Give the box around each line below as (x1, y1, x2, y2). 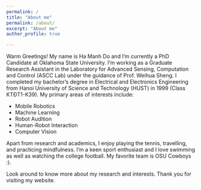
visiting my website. (6, 177, 56, 184)
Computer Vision (14, 128, 57, 135)
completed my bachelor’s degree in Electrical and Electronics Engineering (6, 79, 189, 86)
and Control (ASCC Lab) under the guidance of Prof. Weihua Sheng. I (6, 72, 177, 79)
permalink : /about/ (6, 20, 55, 26)
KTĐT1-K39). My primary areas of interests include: (6, 91, 134, 98)
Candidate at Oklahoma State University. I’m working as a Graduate (6, 59, 173, 67)
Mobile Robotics (14, 102, 55, 110)
